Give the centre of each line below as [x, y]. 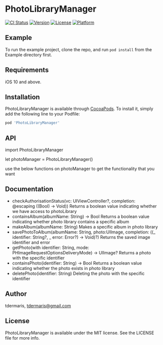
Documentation [29, 189]
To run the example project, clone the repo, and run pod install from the [79, 49]
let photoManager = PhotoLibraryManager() [49, 159]
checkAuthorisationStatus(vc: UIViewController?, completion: [74, 201]
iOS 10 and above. [23, 82]
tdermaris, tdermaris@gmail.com [38, 306]
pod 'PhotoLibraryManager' [32, 123]
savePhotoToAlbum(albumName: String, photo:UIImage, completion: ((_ [84, 232]
